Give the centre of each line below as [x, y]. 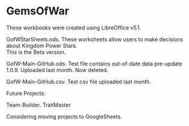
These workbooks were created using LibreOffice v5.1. [74, 28]
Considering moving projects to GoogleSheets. [64, 116]
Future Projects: [26, 93]
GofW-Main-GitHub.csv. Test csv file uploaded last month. [79, 82]
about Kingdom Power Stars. [42, 46]
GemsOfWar [38, 11]
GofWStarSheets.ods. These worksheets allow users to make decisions [95, 39]
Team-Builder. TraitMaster [39, 105]
